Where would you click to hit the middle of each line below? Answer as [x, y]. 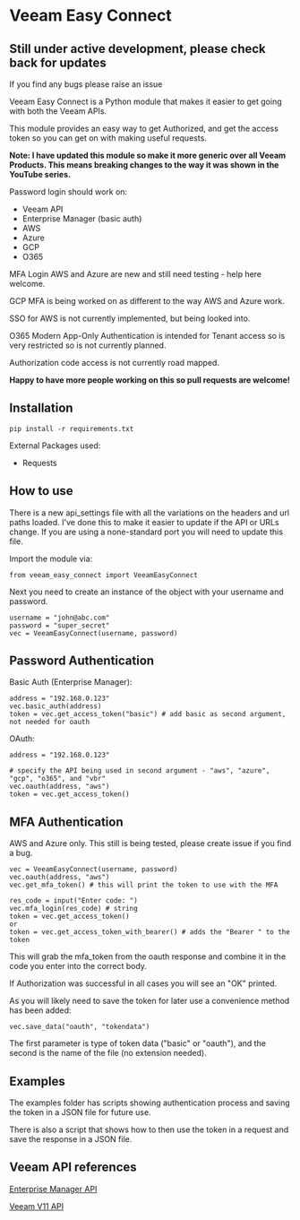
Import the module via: [51, 558]
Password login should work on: [69, 192]
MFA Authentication [66, 822]
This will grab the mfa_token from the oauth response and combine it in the [148, 956]
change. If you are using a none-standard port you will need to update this [146, 532]
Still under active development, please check [137, 49]
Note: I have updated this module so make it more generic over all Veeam [148, 155]
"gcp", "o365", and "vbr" [57, 779]
